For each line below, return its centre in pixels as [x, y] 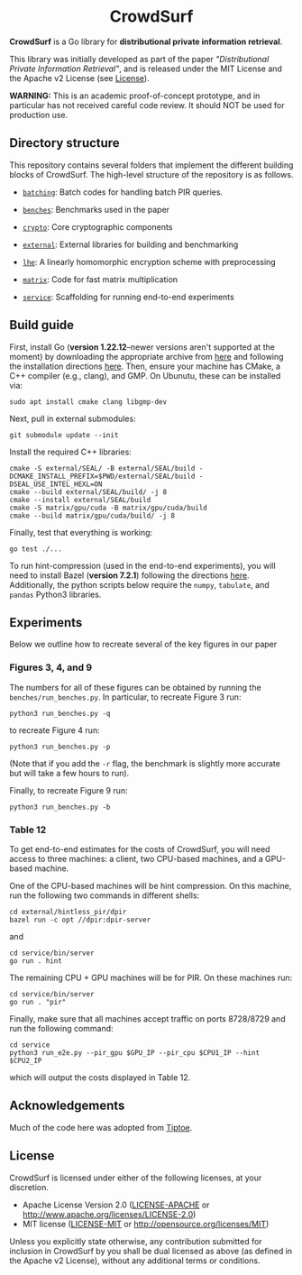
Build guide [42, 325]
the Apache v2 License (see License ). [80, 78]
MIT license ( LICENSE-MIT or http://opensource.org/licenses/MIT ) [146, 1224]
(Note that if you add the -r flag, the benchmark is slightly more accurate [145, 763]
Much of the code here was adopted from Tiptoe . [101, 1127]
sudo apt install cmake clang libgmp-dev [88, 402]
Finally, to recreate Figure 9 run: [69, 790]
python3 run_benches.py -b [60, 807]
